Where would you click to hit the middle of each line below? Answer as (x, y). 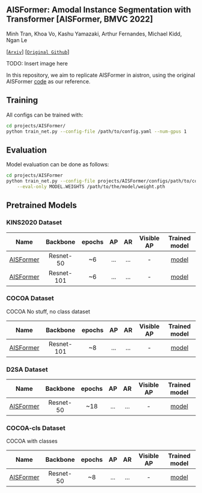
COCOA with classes (32, 441)
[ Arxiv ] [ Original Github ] (38, 52)
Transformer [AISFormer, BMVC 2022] (80, 20)
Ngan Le (17, 40)
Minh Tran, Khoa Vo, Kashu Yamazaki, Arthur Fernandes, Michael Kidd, (94, 34)
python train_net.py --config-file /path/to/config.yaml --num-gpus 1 (96, 132)
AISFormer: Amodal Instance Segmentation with (99, 10)
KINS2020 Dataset (34, 223)
